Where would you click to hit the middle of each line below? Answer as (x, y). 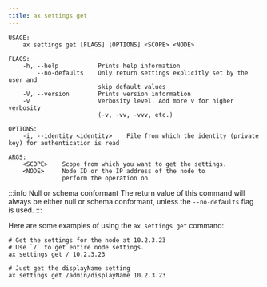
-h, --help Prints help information (102, 66)
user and (23, 80)
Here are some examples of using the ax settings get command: (116, 225)
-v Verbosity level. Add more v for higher (128, 101)
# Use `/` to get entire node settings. (77, 247)
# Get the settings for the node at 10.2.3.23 (87, 240)
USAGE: (19, 38)
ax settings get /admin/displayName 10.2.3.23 (87, 275)
